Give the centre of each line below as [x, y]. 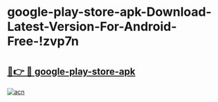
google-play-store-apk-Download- [110, 12]
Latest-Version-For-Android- [92, 27]
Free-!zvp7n [43, 41]
